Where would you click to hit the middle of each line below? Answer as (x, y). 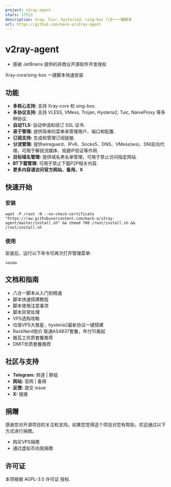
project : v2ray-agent (28, 10)
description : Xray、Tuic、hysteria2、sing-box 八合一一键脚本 (69, 19)
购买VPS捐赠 (26, 442)
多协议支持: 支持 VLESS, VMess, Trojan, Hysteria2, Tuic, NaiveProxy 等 (87, 112)
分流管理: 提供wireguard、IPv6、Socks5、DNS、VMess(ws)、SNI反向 (86, 144)
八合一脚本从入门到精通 (37, 293)
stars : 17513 (19, 15)
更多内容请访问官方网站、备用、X (48, 170)
